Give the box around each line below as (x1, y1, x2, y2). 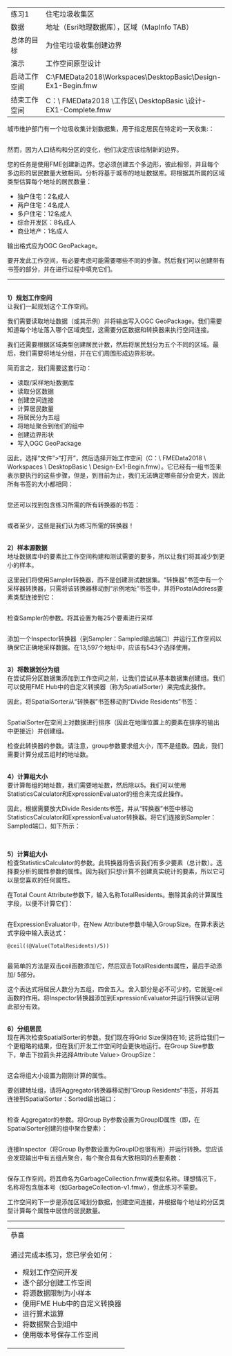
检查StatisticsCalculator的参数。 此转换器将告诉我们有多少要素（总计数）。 (7, 859, 217, 867)
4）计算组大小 (7, 772, 48, 781)
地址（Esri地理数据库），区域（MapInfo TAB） (46, 22, 193, 32)
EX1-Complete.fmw (46, 105, 112, 114)
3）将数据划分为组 (7, 666, 60, 673)
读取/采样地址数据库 (17, 379, 75, 387)
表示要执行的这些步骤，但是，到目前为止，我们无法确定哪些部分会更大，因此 (7, 471, 225, 479)
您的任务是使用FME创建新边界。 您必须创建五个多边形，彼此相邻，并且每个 (7, 160, 220, 168)
